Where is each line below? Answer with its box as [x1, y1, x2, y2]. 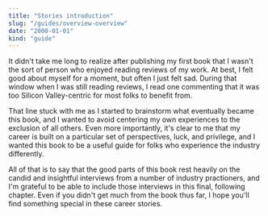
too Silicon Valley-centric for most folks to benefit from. [8, 90, 193, 101]
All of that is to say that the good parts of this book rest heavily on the [8, 164, 241, 174]
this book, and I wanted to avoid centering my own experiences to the [8, 114, 241, 125]
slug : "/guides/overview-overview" [8, 19, 128, 27]
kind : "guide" [8, 34, 57, 43]
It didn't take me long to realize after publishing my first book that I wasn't [8, 56, 254, 66]
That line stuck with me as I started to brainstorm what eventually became [8, 106, 254, 116]
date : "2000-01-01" [8, 27, 74, 35]
